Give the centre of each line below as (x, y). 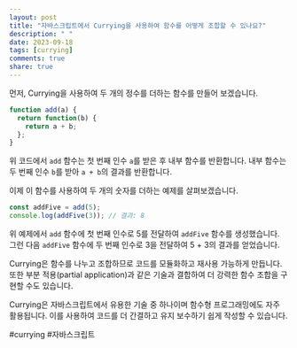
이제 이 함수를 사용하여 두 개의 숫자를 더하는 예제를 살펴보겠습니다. (124, 190)
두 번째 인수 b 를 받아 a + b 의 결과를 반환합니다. (91, 172)
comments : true (37, 58)
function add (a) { (43, 110)
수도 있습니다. (49, 286)
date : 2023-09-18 (41, 42)
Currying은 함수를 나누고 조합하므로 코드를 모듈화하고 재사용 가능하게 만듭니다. (146, 263)
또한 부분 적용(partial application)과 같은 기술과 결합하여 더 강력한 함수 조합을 (144, 275)
